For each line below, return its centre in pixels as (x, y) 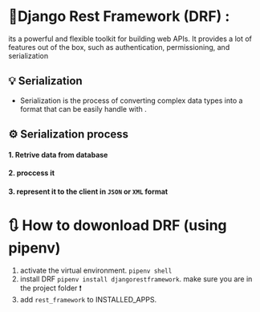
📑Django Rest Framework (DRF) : (119, 16)
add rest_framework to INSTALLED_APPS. (88, 299)
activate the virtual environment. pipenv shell (96, 270)
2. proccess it (31, 173)
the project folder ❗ (51, 288)
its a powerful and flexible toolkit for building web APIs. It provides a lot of (130, 39)
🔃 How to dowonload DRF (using (118, 226)
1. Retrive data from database (58, 154)
